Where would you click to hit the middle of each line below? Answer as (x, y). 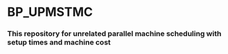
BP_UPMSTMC (50, 12)
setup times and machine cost (59, 42)
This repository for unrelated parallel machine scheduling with (114, 34)
